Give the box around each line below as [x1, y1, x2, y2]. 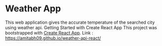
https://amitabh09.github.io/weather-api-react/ [5, 35, 101, 41]
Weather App [5, 3, 61, 14]
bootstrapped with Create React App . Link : [5, 30, 93, 36]
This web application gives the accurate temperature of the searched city [5, 19, 155, 25]
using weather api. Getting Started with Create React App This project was [5, 24, 157, 30]
